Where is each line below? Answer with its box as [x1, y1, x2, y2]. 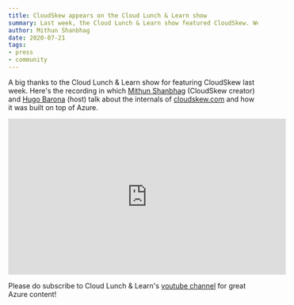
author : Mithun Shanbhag [8, 26, 90, 34]
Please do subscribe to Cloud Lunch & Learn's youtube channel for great [8, 280, 246, 290]
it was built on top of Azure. [8, 102, 99, 112]
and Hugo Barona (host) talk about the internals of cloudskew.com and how [8, 94, 255, 104]
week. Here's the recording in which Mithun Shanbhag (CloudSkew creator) [8, 86, 255, 95]
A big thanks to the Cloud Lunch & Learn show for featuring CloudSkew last [8, 77, 255, 87]
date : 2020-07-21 [8, 33, 66, 42]
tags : [8, 41, 26, 49]
